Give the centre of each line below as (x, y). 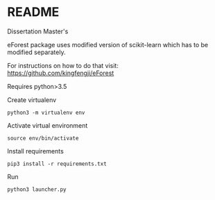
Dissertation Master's (38, 31)
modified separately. (36, 52)
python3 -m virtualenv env (46, 112)
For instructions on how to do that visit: (63, 65)
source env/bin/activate (43, 138)
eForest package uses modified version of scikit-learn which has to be (108, 44)
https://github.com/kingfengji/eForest (61, 73)
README (33, 12)
